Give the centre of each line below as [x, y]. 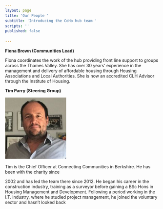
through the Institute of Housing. [38, 81]
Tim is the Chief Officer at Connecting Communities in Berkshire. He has [78, 167]
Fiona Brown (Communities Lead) [40, 51]
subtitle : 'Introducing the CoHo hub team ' [51, 21]
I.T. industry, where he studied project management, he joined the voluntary [81, 197]
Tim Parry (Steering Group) [33, 91]
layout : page [18, 10]
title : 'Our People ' [27, 15]
